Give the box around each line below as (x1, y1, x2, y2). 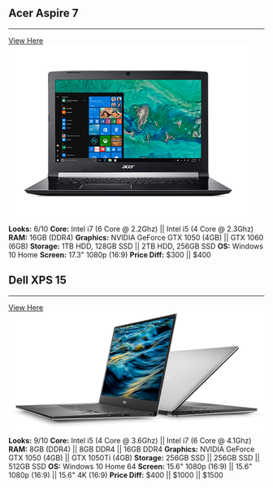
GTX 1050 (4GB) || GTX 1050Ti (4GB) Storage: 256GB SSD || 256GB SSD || (8, 452, 260, 462)
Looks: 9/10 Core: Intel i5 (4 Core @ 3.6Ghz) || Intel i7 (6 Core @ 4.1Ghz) (8, 435, 252, 445)
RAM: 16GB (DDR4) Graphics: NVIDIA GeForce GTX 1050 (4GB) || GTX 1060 (8, 232, 264, 242)
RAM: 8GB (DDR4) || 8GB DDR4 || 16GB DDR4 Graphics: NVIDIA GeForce (8, 444, 255, 454)
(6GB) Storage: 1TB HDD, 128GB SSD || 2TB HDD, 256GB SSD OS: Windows (8, 241, 264, 251)
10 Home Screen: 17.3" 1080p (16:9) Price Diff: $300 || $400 (8, 249, 211, 259)
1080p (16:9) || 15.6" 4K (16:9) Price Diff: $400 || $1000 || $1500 (8, 470, 223, 480)
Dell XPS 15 (8, 274, 67, 287)
